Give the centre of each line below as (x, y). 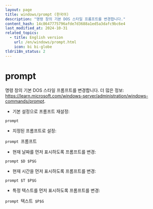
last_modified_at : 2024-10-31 (37, 28)
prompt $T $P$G (21, 181)
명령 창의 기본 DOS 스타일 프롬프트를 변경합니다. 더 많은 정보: (65, 91)
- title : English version (37, 38)
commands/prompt (25, 101)
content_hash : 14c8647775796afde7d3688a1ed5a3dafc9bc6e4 (65, 24)
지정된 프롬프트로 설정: (34, 131)
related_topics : (22, 33)
